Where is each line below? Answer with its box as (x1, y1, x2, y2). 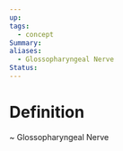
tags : (9, 22, 30, 31)
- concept (17, 30, 54, 39)
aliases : (9, 47, 42, 56)
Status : (9, 64, 39, 73)
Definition (9, 102, 85, 122)
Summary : (9, 38, 42, 48)
